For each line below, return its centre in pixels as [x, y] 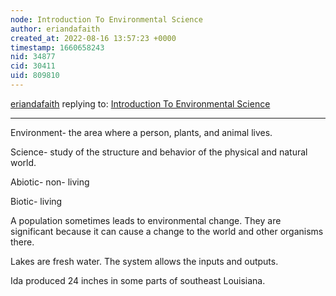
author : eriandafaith [55, 29]
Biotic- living [36, 201]
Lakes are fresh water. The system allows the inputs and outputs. [144, 261]
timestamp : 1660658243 [57, 47]
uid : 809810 [35, 76]
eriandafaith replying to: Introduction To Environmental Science [140, 103]
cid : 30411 [33, 66]
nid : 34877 [33, 57]
